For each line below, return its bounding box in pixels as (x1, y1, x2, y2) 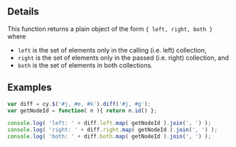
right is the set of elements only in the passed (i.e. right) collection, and (17, 53, 230, 62)
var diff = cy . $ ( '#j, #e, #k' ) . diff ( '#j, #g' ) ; (7, 100, 151, 107)
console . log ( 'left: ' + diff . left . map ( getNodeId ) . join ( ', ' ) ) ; (7, 120, 212, 127)
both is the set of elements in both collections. (17, 60, 153, 70)
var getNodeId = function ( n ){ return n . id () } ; (7, 107, 158, 114)
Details (7, 6, 39, 18)
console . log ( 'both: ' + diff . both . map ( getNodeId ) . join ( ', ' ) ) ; (7, 133, 212, 141)
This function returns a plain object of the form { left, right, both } (7, 24, 213, 33)
